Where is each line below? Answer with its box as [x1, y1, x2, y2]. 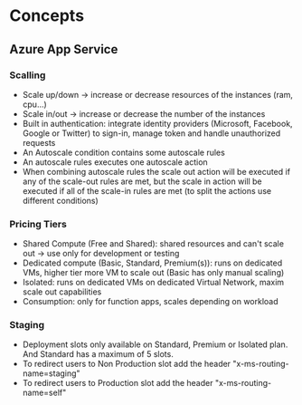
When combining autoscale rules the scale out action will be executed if [22, 166, 291, 177]
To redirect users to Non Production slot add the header [22, 359, 231, 370]
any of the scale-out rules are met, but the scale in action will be [22, 176, 262, 187]
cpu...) [22, 99, 47, 110]
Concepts [9, 5, 84, 26]
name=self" [22, 387, 67, 399]
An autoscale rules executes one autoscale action [22, 156, 208, 168]
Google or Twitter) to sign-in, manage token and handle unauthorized [22, 128, 281, 139]
